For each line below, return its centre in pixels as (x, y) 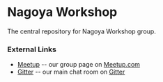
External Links (32, 49)
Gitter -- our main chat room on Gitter (71, 72)
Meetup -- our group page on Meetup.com (79, 65)
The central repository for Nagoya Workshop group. (82, 31)
